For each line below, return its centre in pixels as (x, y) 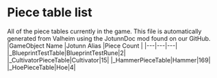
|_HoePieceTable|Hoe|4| (42, 67)
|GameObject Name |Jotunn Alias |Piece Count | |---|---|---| (92, 45)
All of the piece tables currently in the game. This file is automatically (104, 31)
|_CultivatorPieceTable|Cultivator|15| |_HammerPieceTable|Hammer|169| (109, 60)
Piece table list (50, 13)
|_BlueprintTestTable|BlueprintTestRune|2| (66, 53)
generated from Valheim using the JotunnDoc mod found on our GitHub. (109, 38)
